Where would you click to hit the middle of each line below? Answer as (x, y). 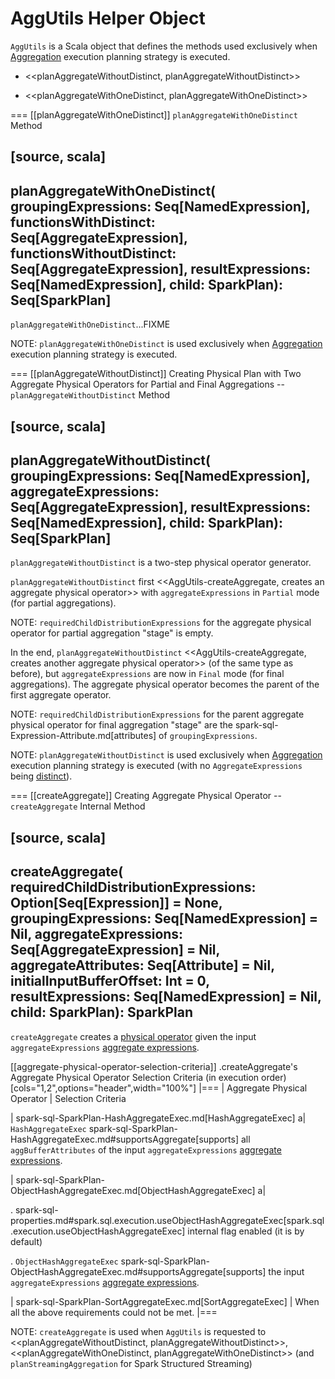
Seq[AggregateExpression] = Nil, (115, 950)
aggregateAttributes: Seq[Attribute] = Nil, (142, 965)
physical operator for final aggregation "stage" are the (122, 725)
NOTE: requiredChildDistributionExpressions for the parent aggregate (157, 714)
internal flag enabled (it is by (246, 1231)
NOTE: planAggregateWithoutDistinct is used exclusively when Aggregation (166, 755)
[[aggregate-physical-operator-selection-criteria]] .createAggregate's (154, 1066)
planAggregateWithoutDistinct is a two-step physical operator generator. (161, 563)
